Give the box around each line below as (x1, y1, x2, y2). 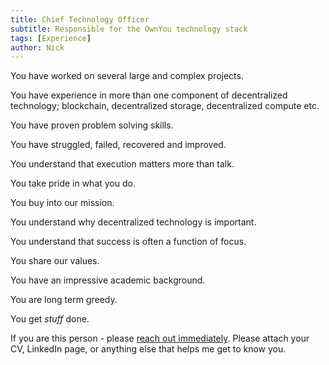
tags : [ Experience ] (10, 33, 92, 43)
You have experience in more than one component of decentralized (10, 89, 288, 101)
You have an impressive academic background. (10, 274, 206, 286)
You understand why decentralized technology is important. (10, 216, 257, 228)
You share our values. (10, 255, 100, 267)
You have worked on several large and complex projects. (10, 70, 244, 82)
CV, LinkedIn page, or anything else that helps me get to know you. (10, 343, 287, 355)
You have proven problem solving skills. (10, 119, 174, 131)
